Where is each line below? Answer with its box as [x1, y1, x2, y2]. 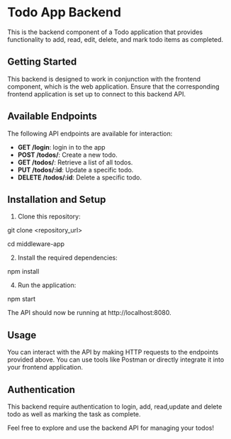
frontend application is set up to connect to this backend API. [7, 89, 186, 98]
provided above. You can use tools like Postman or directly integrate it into [7, 355, 225, 364]
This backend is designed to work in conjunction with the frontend [7, 74, 201, 83]
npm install [7, 267, 40, 276]
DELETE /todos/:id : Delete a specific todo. [17, 173, 142, 182]
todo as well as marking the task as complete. [7, 410, 141, 418]
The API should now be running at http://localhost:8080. [7, 309, 171, 317]
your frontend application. [7, 363, 84, 372]
